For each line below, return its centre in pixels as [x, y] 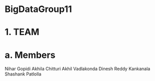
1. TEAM [22, 32]
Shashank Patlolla [23, 74]
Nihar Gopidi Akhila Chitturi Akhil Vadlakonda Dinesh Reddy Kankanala [77, 69]
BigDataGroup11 [38, 9]
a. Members [30, 55]
